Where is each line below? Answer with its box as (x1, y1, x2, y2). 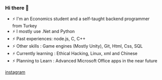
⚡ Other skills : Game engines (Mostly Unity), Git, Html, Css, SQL (12, 43, 143, 49)
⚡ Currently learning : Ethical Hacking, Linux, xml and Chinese (12, 51, 137, 56)
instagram (5, 69, 26, 75)
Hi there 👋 (5, 4, 29, 11)
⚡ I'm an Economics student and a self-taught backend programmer (12, 16, 150, 22)
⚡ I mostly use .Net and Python (12, 28, 75, 34)
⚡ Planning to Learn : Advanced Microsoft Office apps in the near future (12, 58, 158, 64)
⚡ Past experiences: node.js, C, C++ (12, 36, 86, 42)
